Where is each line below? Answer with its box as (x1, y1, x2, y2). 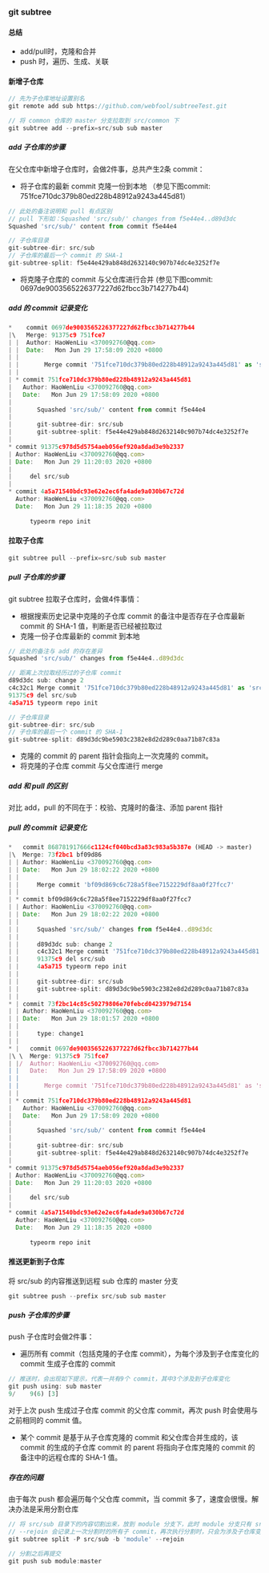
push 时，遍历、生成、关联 (19, 57, 110, 67)
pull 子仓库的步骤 (8, 572, 66, 582)
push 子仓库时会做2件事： (8, 1332, 94, 1341)
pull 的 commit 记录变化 (8, 823, 87, 832)
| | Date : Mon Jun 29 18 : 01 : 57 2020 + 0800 (8, 1015, 159, 1023)
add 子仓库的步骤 (8, 143, 66, 152)
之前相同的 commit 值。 (8, 1416, 86, 1425)
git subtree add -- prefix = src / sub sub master (8, 123, 163, 132)
